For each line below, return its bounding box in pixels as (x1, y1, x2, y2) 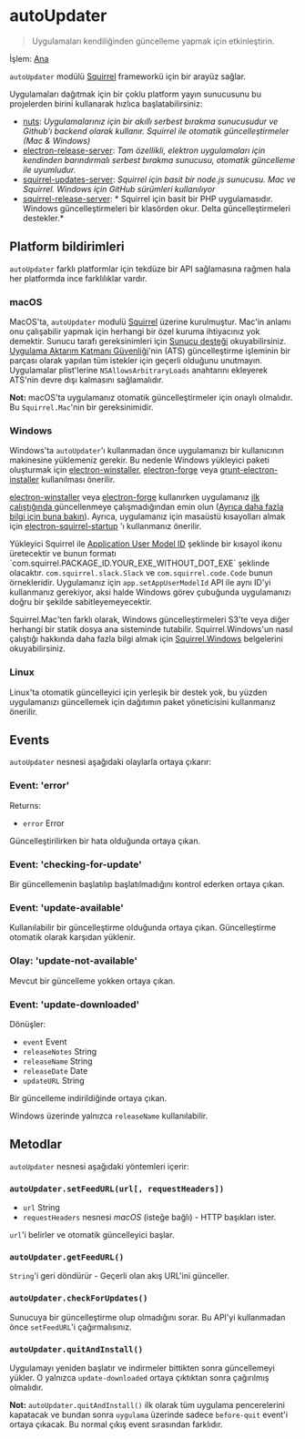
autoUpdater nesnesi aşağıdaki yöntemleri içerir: (9, 1160, 189, 1171)
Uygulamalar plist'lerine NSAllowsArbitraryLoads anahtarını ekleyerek (9, 365, 269, 376)
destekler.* (22, 212, 65, 223)
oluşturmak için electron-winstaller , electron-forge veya (9, 464, 219, 475)
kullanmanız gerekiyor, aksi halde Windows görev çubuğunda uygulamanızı (9, 587, 291, 597)
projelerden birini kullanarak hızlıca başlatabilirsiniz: (9, 97, 203, 109)
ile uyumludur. (22, 164, 76, 175)
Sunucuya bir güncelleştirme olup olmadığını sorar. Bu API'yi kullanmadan (9, 1311, 286, 1322)
